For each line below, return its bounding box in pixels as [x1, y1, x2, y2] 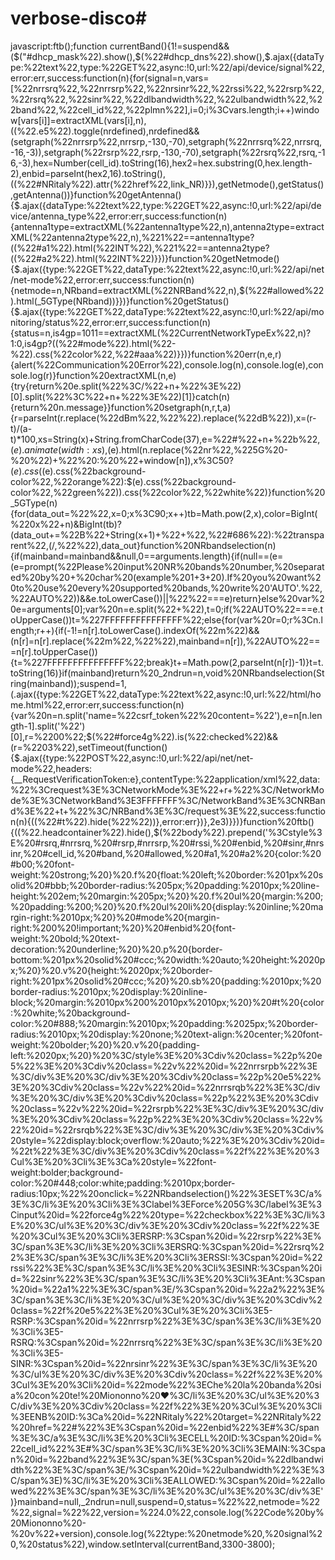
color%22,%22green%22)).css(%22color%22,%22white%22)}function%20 [10, 486, 326, 498]
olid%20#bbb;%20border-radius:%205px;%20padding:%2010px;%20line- [10, 879, 320, 891]
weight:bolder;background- [10, 1166, 124, 1178]
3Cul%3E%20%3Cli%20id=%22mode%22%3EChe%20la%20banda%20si [10, 1378, 322, 1391]
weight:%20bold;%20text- [10, 932, 120, 944]
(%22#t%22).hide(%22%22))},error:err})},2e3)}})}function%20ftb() [33, 815, 315, 827]
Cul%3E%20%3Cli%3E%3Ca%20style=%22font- [10, 1155, 217, 1167]
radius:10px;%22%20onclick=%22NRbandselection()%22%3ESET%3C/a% [10, 1187, 323, 1199]
